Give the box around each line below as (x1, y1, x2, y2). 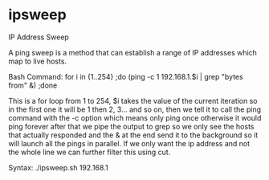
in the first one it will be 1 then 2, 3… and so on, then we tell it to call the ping (8, 104, 261, 114)
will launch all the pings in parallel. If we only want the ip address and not (8, 138, 251, 148)
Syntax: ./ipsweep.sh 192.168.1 (8, 162, 108, 172)
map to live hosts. (8, 56, 67, 66)
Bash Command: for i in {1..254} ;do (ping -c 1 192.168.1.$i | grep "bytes (8, 72, 243, 81)
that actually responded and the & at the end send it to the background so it (8, 130, 259, 140)
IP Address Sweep (8, 32, 70, 42)
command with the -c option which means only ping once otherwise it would (8, 112, 262, 122)
